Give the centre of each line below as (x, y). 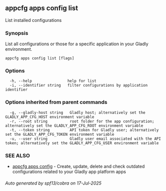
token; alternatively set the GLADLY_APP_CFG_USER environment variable (82, 143)
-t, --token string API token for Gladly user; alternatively (84, 130)
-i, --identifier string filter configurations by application (79, 86)
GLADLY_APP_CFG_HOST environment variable (50, 117)
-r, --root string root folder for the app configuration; (82, 121)
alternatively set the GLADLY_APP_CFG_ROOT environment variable (74, 126)
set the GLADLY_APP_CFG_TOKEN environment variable (60, 134)
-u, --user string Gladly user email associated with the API (85, 139)
